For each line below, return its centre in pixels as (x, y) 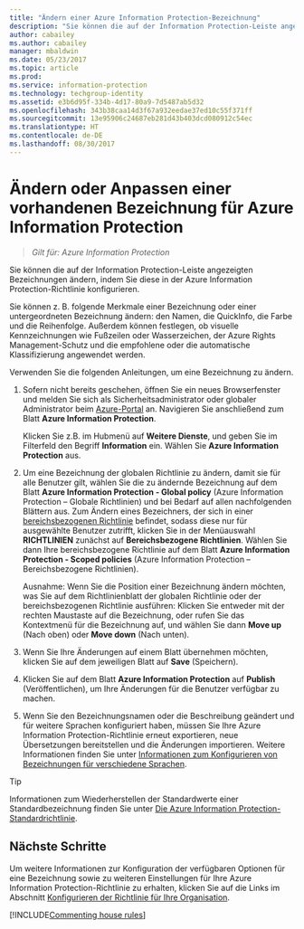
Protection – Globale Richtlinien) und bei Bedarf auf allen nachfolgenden (157, 501)
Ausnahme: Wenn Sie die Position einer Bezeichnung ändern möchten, (154, 586)
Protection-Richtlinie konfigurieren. (75, 289)
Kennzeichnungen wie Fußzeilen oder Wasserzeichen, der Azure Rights (142, 335)
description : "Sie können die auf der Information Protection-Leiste (143, 26)
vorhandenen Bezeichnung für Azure (152, 208)
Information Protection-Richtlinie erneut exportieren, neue (130, 735)
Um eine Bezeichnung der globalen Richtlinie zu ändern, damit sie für (152, 472)
